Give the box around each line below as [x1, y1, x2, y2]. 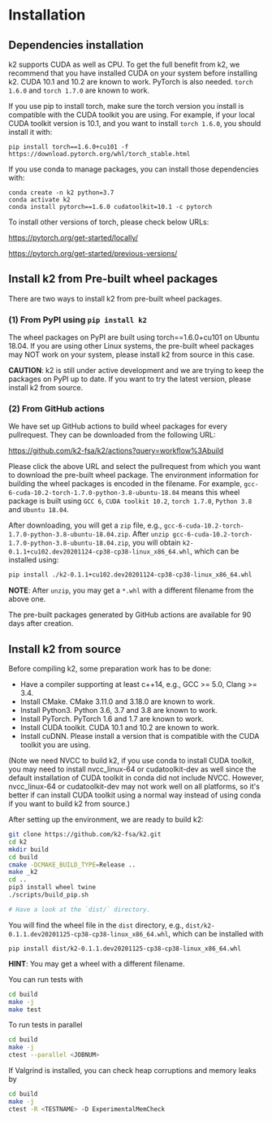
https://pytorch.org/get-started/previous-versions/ [8, 249, 178, 258]
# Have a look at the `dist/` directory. [8, 905, 151, 914]
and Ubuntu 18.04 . [8, 505, 69, 515]
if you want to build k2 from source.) [8, 799, 131, 809]
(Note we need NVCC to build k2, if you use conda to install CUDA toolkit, [8, 756, 254, 766]
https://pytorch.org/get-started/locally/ [8, 233, 139, 242]
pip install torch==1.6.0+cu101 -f [8, 143, 129, 151]
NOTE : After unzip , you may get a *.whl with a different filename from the [8, 585, 254, 595]
